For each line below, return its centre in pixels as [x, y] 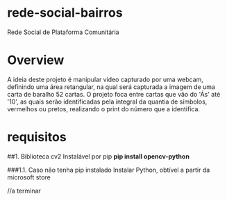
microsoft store [29, 177]
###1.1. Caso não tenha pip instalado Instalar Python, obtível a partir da [109, 170]
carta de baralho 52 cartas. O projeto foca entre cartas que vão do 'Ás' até [114, 94]
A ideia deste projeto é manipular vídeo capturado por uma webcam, [105, 79]
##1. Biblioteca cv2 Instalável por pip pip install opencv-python [98, 156]
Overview [36, 60]
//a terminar [24, 191]
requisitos [37, 137]
